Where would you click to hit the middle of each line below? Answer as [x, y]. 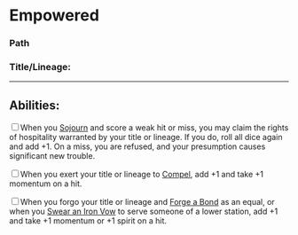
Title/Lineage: [40, 67]
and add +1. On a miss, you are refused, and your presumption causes [137, 146]
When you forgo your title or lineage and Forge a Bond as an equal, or [148, 202]
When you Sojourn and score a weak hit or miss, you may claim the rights [155, 128]
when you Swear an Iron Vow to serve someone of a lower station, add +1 [144, 211]
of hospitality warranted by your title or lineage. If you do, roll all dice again [146, 137]
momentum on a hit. [46, 184]
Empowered [55, 16]
